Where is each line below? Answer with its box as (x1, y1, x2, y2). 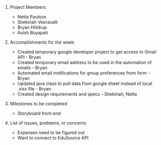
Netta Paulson (17, 14, 46, 19)
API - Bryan (17, 54, 41, 60)
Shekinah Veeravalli (17, 19, 58, 25)
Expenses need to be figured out (17, 130, 85, 136)
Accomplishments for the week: (9, 39, 76, 45)
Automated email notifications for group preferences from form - (17, 70, 151, 76)
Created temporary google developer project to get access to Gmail (17, 49, 157, 55)
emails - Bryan (17, 65, 47, 71)
